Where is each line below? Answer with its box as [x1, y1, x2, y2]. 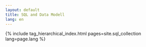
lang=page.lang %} [5, 36, 46, 42]
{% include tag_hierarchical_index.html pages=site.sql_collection [5, 31, 141, 37]
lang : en [5, 17, 24, 22]
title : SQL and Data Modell [5, 12, 65, 17]
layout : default [5, 7, 40, 13]
